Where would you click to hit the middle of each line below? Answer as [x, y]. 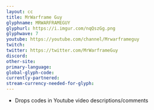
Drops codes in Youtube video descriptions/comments [81, 100]
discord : [17, 56]
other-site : [21, 61]
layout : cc [20, 12]
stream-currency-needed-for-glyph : [50, 84]
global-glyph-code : [30, 73]
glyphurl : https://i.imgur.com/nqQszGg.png [61, 28]
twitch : [16, 45]
